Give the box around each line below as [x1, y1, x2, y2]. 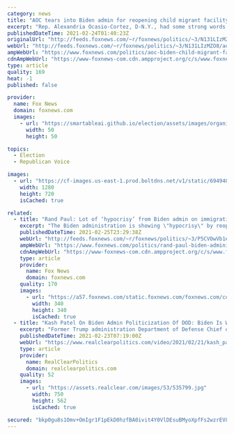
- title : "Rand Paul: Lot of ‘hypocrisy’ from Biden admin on [13, 216, 198, 223]
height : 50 [25, 133, 58, 140]
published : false [7, 82, 58, 88]
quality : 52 [19, 371, 54, 378]
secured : [7, 416, 33, 424]
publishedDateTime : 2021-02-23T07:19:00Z [19, 332, 141, 340]
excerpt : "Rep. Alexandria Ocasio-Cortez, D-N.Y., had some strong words [7, 23, 226, 30]
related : [7, 210, 33, 217]
